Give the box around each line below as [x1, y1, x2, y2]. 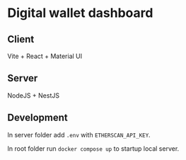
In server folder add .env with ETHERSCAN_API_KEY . [7, 130, 151, 139]
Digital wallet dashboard [7, 5, 153, 21]
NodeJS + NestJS [7, 91, 60, 100]
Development [7, 112, 69, 124]
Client [7, 33, 35, 45]
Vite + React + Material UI [7, 52, 83, 60]
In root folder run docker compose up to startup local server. [7, 144, 180, 153]
